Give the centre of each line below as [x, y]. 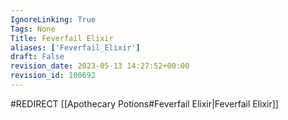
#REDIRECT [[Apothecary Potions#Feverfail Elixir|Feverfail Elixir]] [144, 103]
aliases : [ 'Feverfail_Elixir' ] [75, 47]
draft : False [37, 57]
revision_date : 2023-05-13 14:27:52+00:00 [100, 66]
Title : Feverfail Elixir [62, 38]
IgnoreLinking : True [53, 19]
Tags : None [33, 29]
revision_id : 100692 [53, 76]
